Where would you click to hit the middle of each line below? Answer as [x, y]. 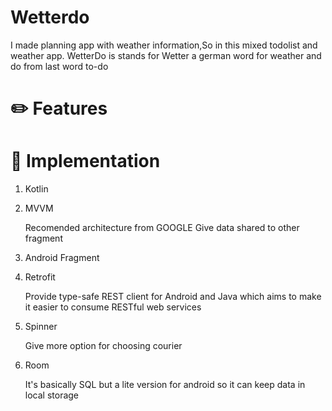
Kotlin [36, 189]
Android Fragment [62, 258]
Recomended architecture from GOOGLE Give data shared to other [162, 228]
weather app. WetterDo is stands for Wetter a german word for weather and [166, 55]
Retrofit [40, 277]
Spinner [41, 327]
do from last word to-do [59, 66]
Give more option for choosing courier [103, 346]
